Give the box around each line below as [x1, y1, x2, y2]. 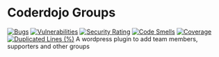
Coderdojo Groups [7, 5, 116, 21]
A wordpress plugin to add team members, [75, 34, 198, 43]
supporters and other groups [7, 42, 90, 50]
